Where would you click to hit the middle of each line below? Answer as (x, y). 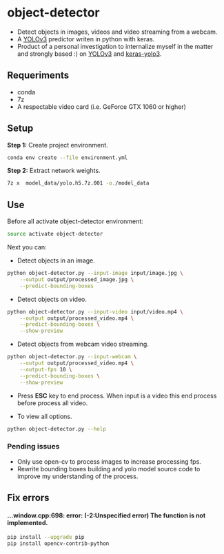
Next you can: (27, 247)
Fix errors (28, 498)
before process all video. (52, 403)
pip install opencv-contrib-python (58, 544)
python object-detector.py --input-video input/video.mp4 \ (95, 311)
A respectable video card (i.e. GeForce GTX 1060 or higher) (101, 106)
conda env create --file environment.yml (68, 157)
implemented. (28, 522)
